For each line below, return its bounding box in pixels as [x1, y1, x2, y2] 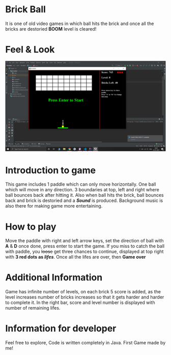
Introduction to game [5, 164, 96, 176]
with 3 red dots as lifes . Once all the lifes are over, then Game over [5, 254, 146, 260]
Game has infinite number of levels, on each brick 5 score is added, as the [5, 289, 161, 295]
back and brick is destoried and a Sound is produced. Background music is [5, 197, 163, 204]
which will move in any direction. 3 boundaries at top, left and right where [5, 187, 159, 193]
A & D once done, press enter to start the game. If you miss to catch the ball [5, 243, 164, 249]
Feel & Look [5, 44, 55, 56]
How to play [5, 221, 56, 233]
